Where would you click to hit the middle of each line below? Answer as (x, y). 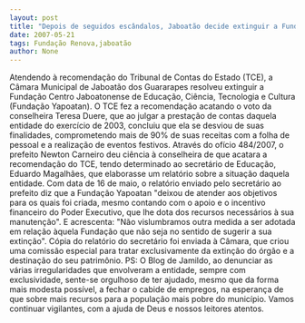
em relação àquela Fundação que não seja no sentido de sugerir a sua (141, 231)
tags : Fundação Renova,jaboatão (70, 43)
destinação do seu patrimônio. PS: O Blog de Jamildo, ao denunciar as (141, 260)
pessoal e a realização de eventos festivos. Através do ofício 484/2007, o (147, 145)
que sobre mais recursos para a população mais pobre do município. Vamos (152, 299)
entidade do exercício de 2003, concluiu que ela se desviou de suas (137, 126)
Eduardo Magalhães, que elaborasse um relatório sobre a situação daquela (150, 174)
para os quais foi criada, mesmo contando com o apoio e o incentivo (138, 203)
